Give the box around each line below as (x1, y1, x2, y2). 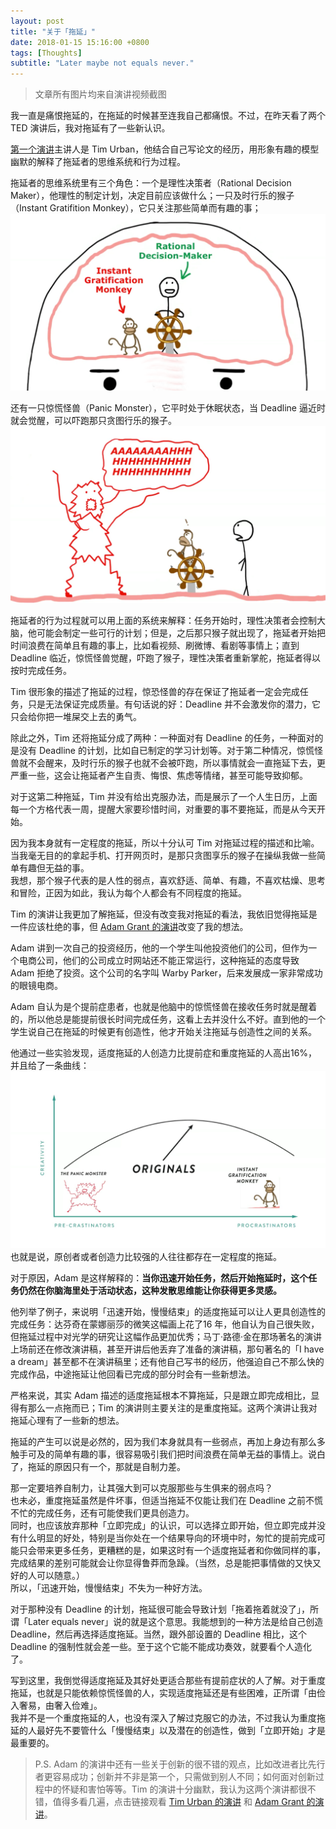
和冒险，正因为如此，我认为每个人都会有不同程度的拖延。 (10, 887, 247, 899)
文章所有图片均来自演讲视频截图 (34, 88, 167, 100)
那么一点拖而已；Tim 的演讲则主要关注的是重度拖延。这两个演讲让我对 (27, 1402, 318, 1414)
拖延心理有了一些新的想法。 (10, 1415, 125, 1427)
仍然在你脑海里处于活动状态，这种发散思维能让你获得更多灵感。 (18, 1285, 282, 1297)
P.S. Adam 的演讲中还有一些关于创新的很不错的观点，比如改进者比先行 (34, 1758, 326, 1770)
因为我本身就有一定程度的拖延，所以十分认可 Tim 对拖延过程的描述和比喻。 (10, 837, 320, 849)
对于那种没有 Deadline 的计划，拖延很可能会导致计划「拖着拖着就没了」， (10, 1603, 310, 1615)
